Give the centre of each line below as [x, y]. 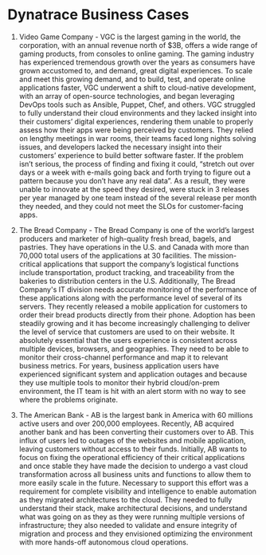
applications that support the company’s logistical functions [141, 264]
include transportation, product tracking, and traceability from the [127, 272]
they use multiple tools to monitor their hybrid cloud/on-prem [119, 382]
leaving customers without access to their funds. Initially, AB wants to [133, 449]
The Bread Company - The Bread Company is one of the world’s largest [137, 230]
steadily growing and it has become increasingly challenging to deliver [135, 323]
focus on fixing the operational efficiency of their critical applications [132, 457]
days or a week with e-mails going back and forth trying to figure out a [135, 172]
